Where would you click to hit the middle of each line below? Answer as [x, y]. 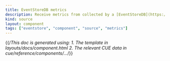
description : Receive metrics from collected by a [60, 14]
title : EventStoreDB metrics [36, 10]
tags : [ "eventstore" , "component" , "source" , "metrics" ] [67, 28]
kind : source [19, 19]
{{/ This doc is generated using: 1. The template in [57, 42]
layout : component [25, 24]
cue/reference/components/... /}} [39, 53]
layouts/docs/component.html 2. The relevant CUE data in [66, 48]
